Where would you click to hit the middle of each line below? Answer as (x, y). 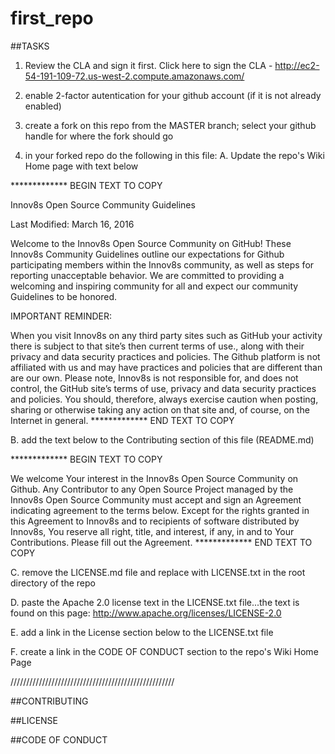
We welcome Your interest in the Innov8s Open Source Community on (154, 478)
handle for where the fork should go (99, 136)
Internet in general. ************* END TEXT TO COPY (122, 420)
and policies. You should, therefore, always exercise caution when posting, (164, 399)
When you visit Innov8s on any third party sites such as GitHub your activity (166, 335)
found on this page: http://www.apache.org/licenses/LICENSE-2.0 (146, 613)
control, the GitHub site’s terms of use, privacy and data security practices (163, 388)
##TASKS (30, 46)
